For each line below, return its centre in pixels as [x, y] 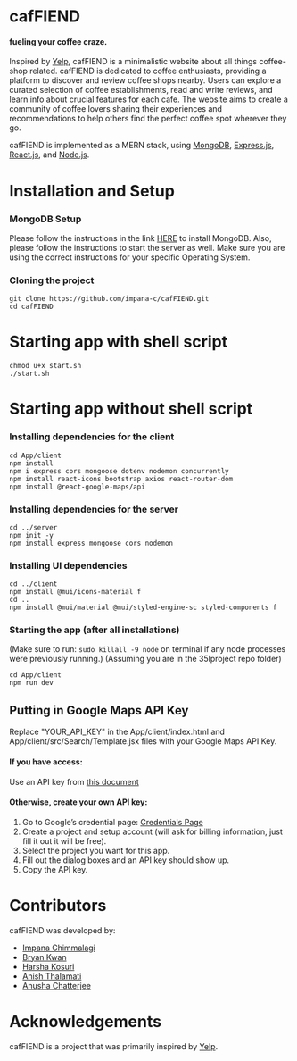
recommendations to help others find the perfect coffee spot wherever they [148, 119]
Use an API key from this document [74, 781]
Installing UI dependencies [68, 565]
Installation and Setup [92, 191]
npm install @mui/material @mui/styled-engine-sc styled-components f [143, 608]
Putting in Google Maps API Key [99, 710]
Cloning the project [52, 280]
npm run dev [31, 683]
